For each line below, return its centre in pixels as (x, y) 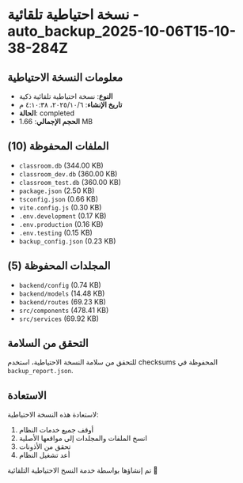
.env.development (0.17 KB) (63, 216)
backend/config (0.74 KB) (60, 285)
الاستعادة (27, 396)
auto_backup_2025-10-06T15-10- (122, 31)
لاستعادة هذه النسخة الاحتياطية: (53, 415)
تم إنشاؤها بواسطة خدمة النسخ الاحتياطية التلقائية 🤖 (83, 470)
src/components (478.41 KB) (64, 310)
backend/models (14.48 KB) (62, 293)
